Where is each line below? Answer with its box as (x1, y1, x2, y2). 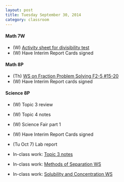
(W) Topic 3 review (12, 101, 53, 108)
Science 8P (5, 90, 30, 96)
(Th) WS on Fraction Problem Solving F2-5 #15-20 (12, 73, 119, 79)
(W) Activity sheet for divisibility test (12, 44, 90, 50)
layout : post (5, 7, 33, 13)
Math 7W (5, 33, 26, 39)
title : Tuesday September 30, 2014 (5, 12, 81, 17)
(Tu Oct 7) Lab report (12, 141, 57, 147)
